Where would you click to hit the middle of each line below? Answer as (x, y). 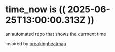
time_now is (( (35, 9)
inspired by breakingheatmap (36, 43)
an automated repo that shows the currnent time (56, 34)
